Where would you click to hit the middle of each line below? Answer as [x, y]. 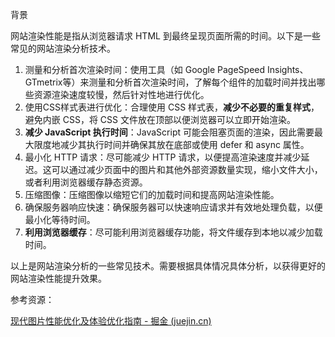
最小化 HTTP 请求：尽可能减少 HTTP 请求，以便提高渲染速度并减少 [163, 157]
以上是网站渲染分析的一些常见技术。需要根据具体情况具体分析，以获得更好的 [168, 266]
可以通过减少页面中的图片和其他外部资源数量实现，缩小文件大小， [187, 169]
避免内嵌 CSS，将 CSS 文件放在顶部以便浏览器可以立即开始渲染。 [160, 119]
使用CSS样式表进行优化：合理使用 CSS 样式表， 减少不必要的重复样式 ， [172, 107]
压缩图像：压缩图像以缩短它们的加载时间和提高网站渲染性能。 [152, 194]
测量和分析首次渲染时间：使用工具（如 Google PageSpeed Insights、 [166, 69]
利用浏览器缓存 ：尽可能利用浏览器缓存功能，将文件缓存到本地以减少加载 [173, 232]
